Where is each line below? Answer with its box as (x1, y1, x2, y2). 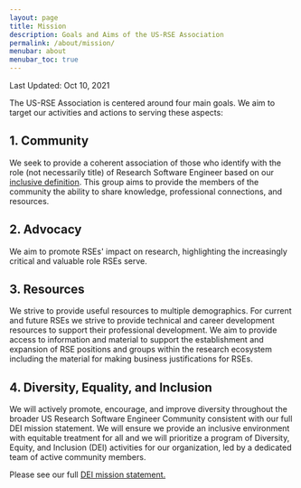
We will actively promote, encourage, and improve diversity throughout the (9, 404, 287, 415)
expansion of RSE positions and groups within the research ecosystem (9, 344, 273, 355)
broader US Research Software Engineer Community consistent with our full (9, 413, 293, 425)
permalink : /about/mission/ (9, 38, 116, 48)
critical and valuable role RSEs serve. (9, 255, 147, 267)
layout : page (9, 13, 59, 23)
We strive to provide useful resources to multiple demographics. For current (9, 305, 292, 316)
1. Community (9, 133, 89, 149)
